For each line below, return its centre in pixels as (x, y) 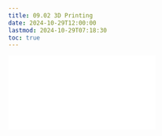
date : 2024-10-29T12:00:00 (52, 23)
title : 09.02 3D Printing (50, 15)
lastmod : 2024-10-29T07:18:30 (58, 30)
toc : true (24, 38)
